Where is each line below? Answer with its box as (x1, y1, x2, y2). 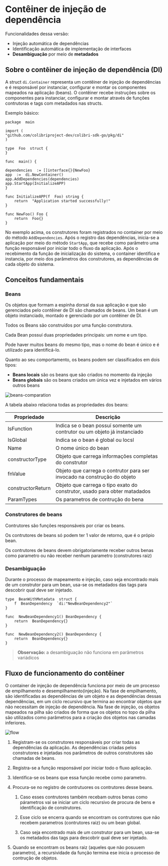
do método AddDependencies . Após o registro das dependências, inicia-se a (5, 234, 159, 240)
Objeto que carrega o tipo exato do (55, 482, 137, 489)
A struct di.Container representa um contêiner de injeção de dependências (5, 79, 161, 85)
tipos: (5, 362, 17, 368)
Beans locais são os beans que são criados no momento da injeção (12, 372, 152, 378)
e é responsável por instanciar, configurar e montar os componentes (5, 84, 146, 90)
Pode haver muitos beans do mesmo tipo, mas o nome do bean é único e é (5, 342, 159, 348)
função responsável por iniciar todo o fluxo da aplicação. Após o (5, 245, 138, 251)
